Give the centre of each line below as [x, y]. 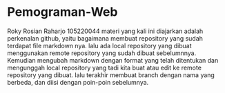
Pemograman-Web [62, 12]
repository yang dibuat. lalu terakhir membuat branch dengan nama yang [111, 75]
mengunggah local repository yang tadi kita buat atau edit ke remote [105, 68]
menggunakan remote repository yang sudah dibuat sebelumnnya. [102, 53]
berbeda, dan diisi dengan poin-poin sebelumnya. [78, 82]
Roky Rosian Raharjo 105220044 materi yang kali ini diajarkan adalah [105, 31]
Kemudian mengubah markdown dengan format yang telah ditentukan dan [113, 60]
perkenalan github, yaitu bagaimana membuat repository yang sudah [105, 38]
